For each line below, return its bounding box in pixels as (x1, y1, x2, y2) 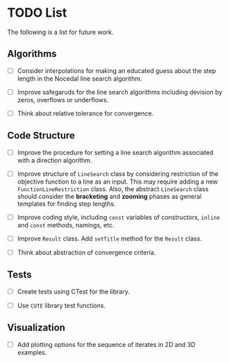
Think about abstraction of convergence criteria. (17, 248, 156, 257)
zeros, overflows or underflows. (17, 95, 109, 104)
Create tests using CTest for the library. (17, 287, 130, 296)
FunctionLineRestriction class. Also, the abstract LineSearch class (17, 184, 209, 193)
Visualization (7, 322, 66, 334)
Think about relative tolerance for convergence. (17, 109, 154, 118)
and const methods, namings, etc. (17, 220, 114, 229)
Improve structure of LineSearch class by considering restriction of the (17, 169, 219, 178)
